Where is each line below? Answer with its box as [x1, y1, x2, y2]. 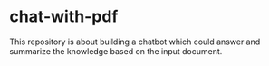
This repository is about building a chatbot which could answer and [9, 36, 261, 47]
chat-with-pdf [9, 6, 119, 27]
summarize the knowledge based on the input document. [9, 45, 223, 56]
